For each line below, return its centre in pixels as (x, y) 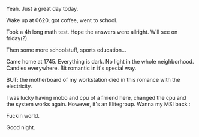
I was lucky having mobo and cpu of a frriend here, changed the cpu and (96, 98)
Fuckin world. (23, 116)
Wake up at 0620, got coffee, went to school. (62, 20)
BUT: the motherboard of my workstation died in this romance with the (93, 80)
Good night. (21, 127)
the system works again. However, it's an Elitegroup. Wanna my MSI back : (98, 104)
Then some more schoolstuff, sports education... (67, 50)
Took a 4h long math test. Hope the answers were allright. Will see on (92, 32)
